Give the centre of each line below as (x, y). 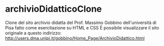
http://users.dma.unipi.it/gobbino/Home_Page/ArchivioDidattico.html (75, 38)
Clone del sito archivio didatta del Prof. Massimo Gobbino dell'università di (81, 23)
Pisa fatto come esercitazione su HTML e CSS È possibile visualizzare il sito (82, 27)
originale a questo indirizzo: (33, 33)
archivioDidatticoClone (54, 9)
